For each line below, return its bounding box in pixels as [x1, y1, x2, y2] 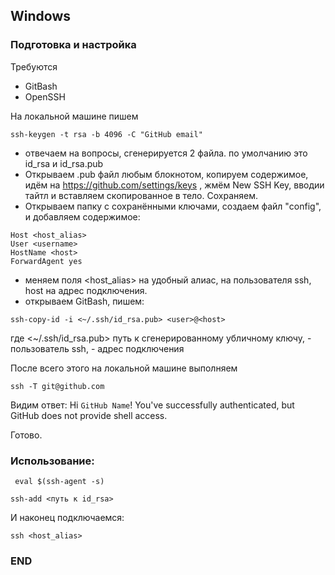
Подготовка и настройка [10, 38, 137, 52]
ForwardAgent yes [10, 256, 83, 266]
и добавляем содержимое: [24, 210, 141, 223]
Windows [10, 8, 71, 25]
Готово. [10, 429, 43, 441]
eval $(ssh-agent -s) [14, 476, 105, 486]
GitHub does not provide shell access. [10, 409, 168, 421]
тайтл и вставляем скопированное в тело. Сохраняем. [24, 189, 258, 201]
